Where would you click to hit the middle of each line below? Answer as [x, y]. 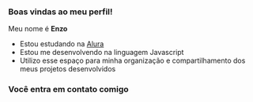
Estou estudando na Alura [62, 44]
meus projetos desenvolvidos [68, 69]
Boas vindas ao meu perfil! [60, 12]
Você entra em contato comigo [68, 89]
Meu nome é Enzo [38, 29]
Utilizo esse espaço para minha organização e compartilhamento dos [132, 60]
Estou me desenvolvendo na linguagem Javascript [102, 53]
